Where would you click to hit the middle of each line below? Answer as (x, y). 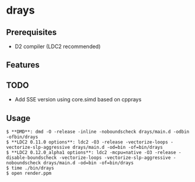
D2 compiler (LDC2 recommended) (57, 46)
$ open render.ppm (29, 173)
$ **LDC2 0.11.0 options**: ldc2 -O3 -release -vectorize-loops (87, 142)
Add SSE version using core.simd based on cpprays (78, 100)
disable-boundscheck (32, 158)
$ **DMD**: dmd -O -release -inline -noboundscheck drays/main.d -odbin (98, 132)
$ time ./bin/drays (30, 168)
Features (23, 65)
